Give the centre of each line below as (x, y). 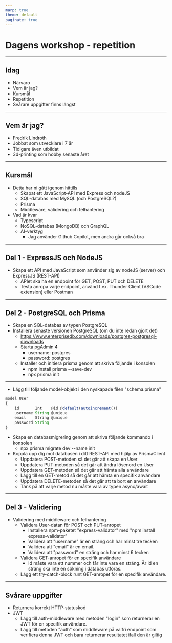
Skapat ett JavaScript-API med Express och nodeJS (75, 193)
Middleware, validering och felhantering (62, 209)
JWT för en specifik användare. (53, 624)
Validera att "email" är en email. (61, 547)
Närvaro (21, 83)
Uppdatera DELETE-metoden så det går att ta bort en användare (88, 481)
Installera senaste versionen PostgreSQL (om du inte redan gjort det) (85, 331)
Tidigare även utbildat (36, 149)
